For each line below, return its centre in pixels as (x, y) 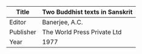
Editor (18, 22)
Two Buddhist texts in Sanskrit (87, 12)
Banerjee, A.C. (63, 22)
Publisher (23, 32)
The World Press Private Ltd (82, 32)
